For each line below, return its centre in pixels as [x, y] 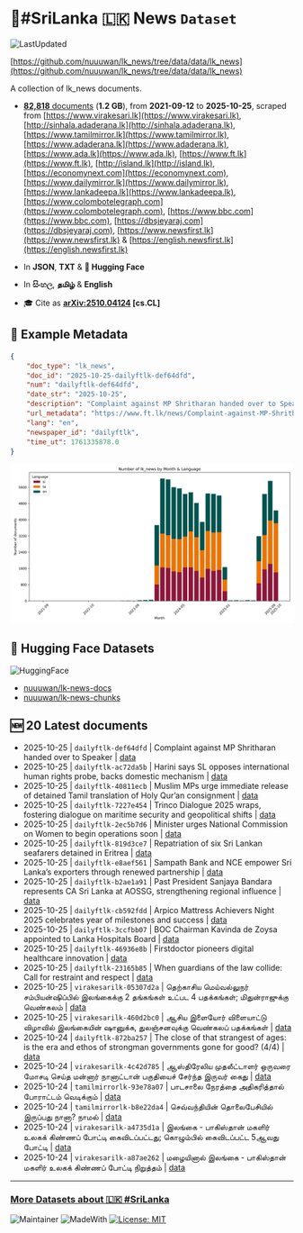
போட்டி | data [47, 1147]
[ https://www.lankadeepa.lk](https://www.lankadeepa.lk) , [129, 192]
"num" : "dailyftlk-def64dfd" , [83, 385]
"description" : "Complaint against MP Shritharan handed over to [151, 404]
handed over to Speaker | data [80, 757]
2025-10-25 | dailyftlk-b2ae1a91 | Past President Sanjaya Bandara [147, 881]
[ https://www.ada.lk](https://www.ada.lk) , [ [102, 153]
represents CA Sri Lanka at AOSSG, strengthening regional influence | [152, 891]
